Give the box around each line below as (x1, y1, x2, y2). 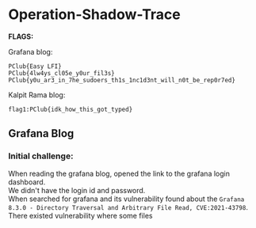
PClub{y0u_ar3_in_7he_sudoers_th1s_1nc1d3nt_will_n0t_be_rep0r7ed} (8, 76, 236, 84)
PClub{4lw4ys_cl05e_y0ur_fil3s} (8, 69, 115, 77)
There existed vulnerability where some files (8, 211, 153, 220)
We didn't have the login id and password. (8, 185, 146, 195)
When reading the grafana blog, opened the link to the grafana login (8, 169, 230, 178)
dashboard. (8, 177, 46, 187)
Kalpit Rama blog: (8, 89, 66, 100)
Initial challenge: (8, 150, 74, 161)
